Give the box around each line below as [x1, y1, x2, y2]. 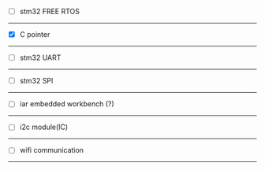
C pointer [19, 30, 50, 39]
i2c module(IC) [19, 122, 69, 132]
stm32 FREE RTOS [19, 7, 80, 16]
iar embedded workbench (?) [19, 99, 114, 109]
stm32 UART [19, 53, 62, 62]
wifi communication [19, 146, 84, 155]
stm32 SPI [19, 76, 54, 86]
